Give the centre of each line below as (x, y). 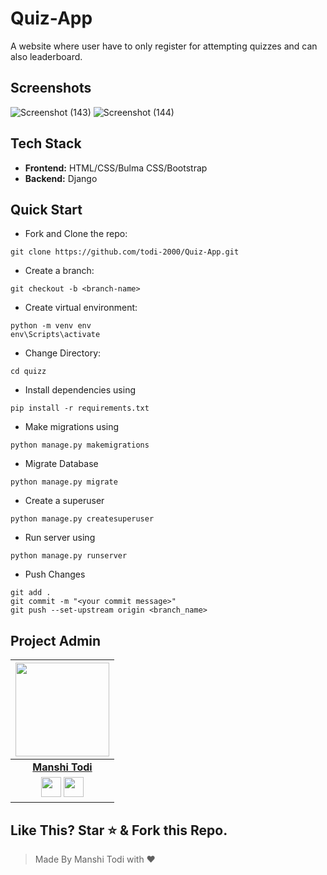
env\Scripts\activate (55, 335)
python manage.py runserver (69, 556)
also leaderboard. (46, 56)
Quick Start (46, 209)
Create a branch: (59, 271)
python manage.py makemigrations (80, 445)
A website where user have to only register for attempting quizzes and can (164, 46)
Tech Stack (46, 143)
